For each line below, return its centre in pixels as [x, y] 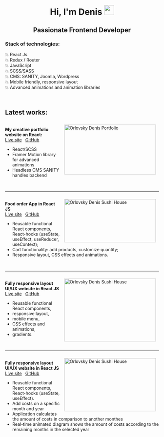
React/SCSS [24, 149]
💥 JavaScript [18, 65]
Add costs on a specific [36, 403]
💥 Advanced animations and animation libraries [53, 87]
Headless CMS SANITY [36, 170]
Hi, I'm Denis [76, 12]
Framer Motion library [34, 154]
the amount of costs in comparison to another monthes [67, 419]
